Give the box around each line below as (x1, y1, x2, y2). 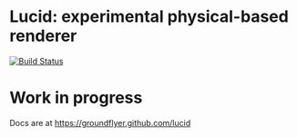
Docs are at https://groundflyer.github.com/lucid (9, 117, 191, 128)
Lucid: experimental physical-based (9, 6, 289, 27)
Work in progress (9, 88, 143, 108)
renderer (9, 25, 77, 46)
